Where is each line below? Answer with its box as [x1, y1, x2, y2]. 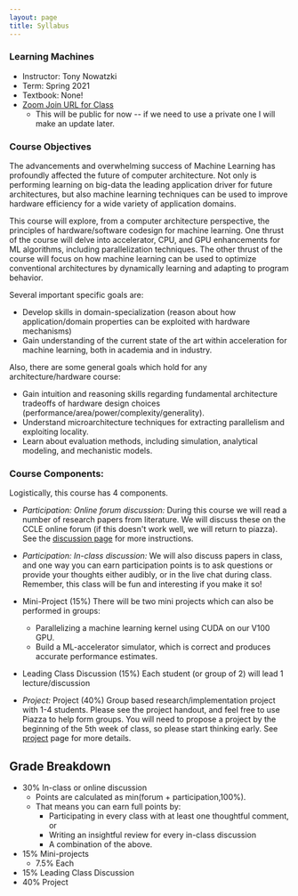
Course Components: [9, 468, 104, 480]
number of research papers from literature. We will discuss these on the [21, 514, 286, 525]
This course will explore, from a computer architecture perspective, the [9, 215, 270, 227]
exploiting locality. [21, 426, 89, 437]
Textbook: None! [21, 90, 84, 101]
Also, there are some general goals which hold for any [9, 362, 207, 373]
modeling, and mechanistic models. [21, 446, 153, 456]
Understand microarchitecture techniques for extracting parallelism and [21, 417, 285, 428]
